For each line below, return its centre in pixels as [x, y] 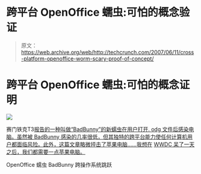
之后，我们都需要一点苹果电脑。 [46, 152]
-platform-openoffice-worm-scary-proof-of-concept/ [87, 59]
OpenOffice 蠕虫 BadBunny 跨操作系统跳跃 [59, 164]
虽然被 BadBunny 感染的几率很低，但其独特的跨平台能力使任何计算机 [102, 137]
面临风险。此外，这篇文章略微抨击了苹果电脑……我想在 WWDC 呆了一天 [106, 144]
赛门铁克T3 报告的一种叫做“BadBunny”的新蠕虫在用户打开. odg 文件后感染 [97, 129]
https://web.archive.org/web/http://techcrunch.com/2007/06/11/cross [107, 52]
